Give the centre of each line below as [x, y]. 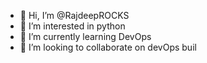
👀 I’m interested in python [72, 26]
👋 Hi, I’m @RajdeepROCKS [74, 15]
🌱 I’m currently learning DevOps [85, 36]
